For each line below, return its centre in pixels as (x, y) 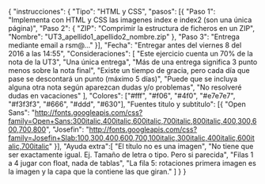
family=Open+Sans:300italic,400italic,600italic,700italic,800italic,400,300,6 (132, 121)
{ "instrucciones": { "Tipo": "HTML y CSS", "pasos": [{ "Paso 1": (112, 11)
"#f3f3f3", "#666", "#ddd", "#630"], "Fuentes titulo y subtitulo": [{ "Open (127, 104)
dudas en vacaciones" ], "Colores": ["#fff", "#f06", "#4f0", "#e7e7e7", (122, 96)
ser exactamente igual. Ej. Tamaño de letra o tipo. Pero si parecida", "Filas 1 (131, 155)
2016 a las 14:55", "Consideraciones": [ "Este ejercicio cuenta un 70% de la (131, 54)
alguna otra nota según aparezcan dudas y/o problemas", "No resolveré (125, 87)
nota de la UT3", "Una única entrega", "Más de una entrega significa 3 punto (133, 62)
